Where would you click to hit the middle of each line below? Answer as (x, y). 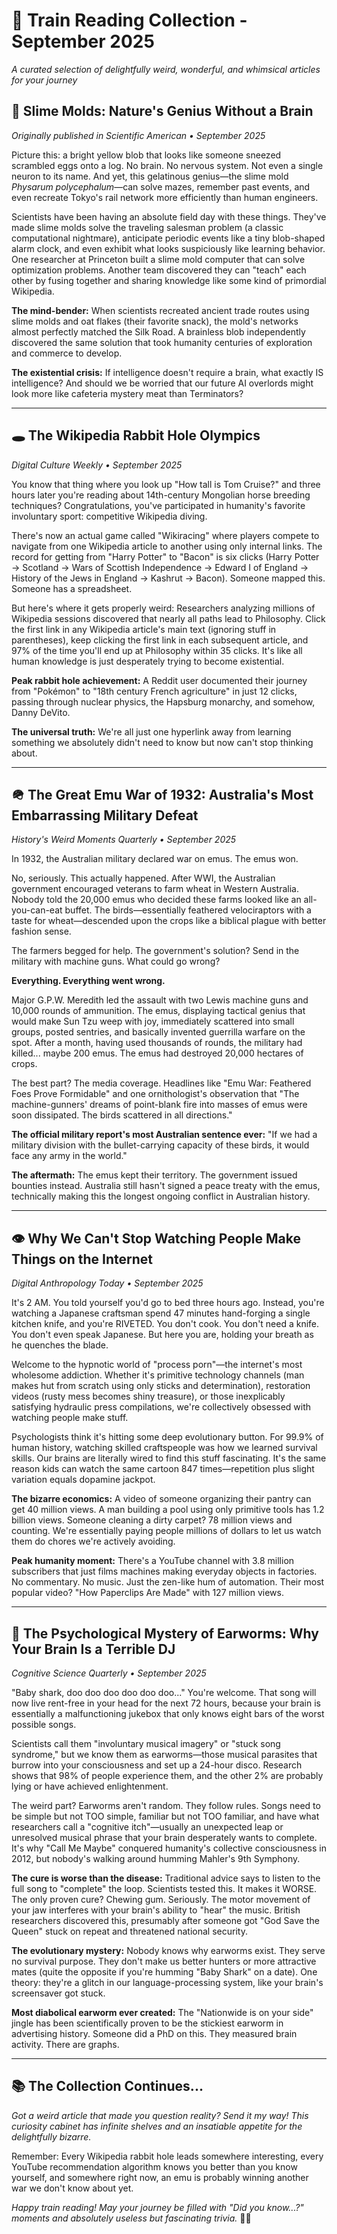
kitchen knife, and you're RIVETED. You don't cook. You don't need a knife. (165, 1324)
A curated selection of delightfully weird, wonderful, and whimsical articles (166, 69)
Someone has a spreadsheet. (72, 588)
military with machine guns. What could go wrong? (116, 961)
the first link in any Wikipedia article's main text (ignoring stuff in (144, 629)
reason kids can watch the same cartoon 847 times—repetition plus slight (163, 1469)
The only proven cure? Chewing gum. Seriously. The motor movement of (161, 1899)
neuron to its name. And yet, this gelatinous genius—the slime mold (150, 176)
